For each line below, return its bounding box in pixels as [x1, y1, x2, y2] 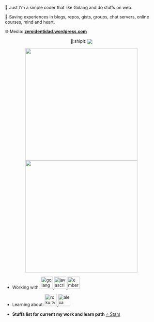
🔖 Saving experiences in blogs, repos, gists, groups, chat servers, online [5, 14, 149, 19]
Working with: [12, 284, 40, 290]
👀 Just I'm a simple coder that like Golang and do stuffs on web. [5, 5, 133, 10]
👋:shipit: [70, 38, 87, 44]
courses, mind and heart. [5, 19, 55, 25]
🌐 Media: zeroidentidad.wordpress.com [5, 29, 87, 34]
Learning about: [12, 302, 44, 307]
